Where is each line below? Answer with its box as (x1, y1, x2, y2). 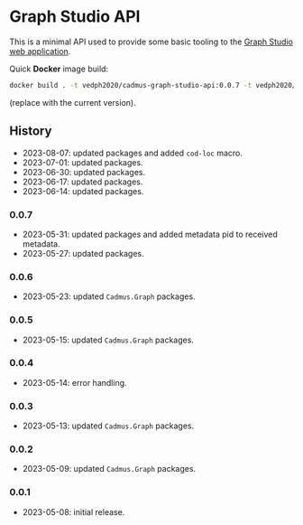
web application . (9, 45, 71, 56)
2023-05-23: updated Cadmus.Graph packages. (22, 291, 196, 302)
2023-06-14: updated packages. (22, 185, 144, 196)
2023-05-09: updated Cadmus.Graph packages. (22, 464, 197, 474)
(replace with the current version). (9, 97, 137, 108)
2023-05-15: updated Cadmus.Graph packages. (22, 334, 194, 345)
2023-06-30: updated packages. (22, 166, 146, 177)
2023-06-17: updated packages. (22, 176, 143, 187)
